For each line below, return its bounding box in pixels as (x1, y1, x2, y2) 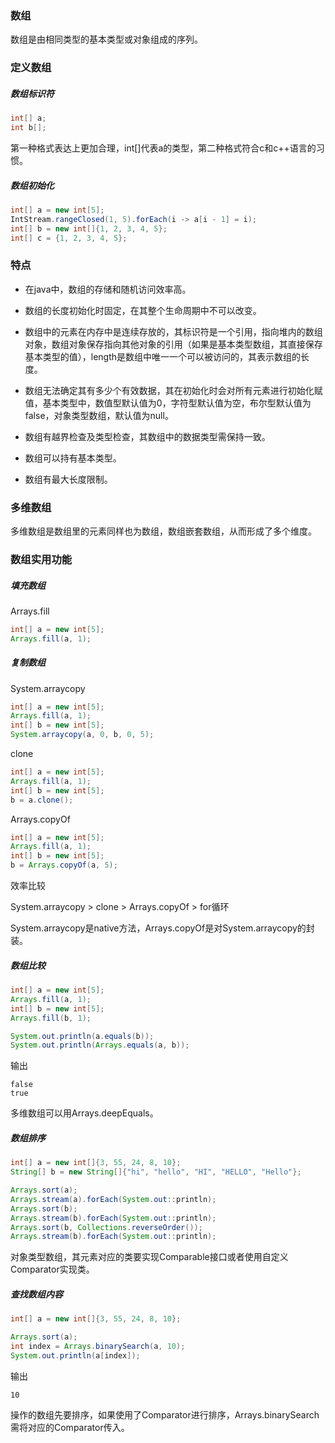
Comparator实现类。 (10, 1263, 95, 1276)
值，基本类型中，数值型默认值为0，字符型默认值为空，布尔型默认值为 (24, 397, 312, 409)
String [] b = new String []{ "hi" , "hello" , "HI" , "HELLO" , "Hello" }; (10, 1167, 302, 1177)
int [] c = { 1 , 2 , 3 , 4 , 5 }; (10, 233, 128, 243)
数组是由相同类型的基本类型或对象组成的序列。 (10, 33, 203, 46)
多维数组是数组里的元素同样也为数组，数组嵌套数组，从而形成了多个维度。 (10, 525, 317, 537)
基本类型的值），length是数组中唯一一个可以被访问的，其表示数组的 (24, 350, 302, 362)
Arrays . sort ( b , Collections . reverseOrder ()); (10, 1222, 203, 1232)
